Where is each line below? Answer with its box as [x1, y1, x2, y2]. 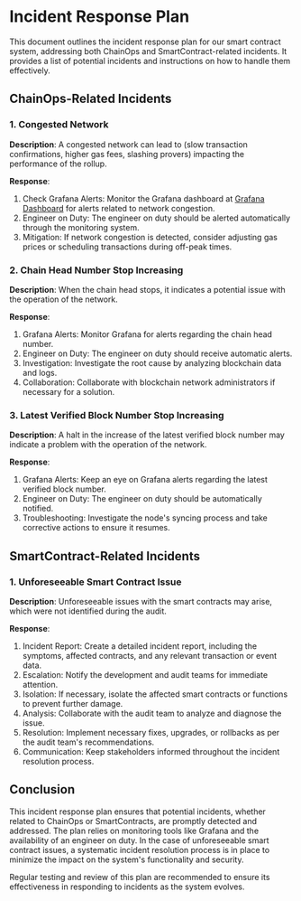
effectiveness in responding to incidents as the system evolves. [9, 881, 245, 892]
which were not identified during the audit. [9, 605, 167, 616]
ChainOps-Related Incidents [9, 91, 172, 107]
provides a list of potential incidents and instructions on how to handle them [9, 55, 291, 66]
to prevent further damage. [22, 698, 123, 709]
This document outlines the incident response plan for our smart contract [9, 36, 281, 47]
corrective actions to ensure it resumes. [22, 522, 171, 533]
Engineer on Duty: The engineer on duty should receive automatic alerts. [22, 348, 293, 359]
